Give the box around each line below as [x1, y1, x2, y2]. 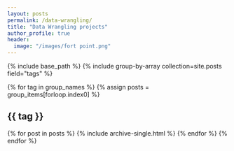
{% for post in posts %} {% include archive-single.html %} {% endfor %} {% [7, 129, 228, 137]
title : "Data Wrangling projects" [7, 23, 109, 30]
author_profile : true [7, 29, 71, 37]
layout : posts [7, 10, 49, 17]
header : [7, 36, 30, 43]
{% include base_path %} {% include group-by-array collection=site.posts [7, 62, 222, 70]
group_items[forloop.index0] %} [7, 90, 100, 99]
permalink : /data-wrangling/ [7, 17, 92, 24]
